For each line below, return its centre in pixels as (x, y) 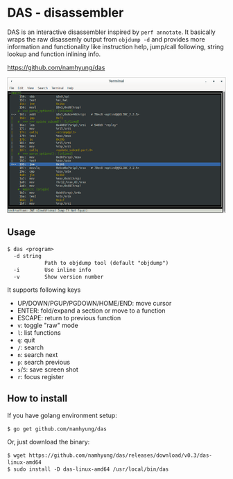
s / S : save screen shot (48, 369)
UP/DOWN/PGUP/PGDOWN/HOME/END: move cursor (94, 303)
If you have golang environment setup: (62, 415)
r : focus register (41, 376)
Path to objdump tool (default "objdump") (106, 263)
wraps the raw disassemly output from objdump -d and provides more (106, 39)
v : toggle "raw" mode (48, 325)
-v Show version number (59, 277)
